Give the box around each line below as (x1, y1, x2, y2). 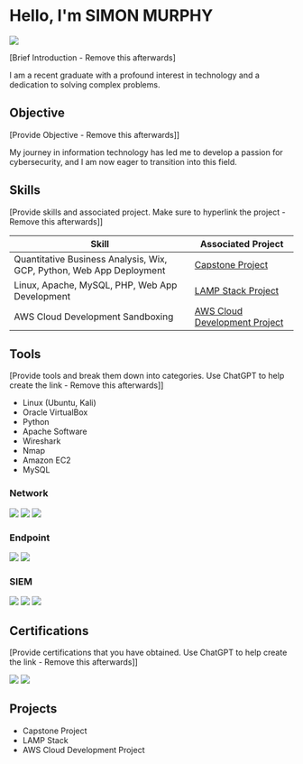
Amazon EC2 (22, 455, 71, 465)
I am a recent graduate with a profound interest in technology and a (9, 69, 260, 80)
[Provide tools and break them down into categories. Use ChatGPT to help (9, 371, 285, 382)
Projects (9, 701, 58, 717)
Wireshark (22, 436, 61, 446)
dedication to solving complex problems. (9, 78, 161, 90)
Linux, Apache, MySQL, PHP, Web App (14, 279, 178, 291)
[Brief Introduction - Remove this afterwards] (9, 51, 176, 63)
